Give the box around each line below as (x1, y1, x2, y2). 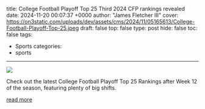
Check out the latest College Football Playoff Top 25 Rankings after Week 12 (6, 78, 198, 85)
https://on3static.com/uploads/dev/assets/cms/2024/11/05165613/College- (6, 18, 195, 25)
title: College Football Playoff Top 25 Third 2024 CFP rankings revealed (6, 5, 185, 12)
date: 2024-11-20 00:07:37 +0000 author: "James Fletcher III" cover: (6, 12, 179, 19)
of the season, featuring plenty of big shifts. (6, 84, 117, 91)
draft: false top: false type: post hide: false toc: (80, 24, 198, 31)
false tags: (6, 31, 33, 38)
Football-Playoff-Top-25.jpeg (6, 24, 79, 31)
